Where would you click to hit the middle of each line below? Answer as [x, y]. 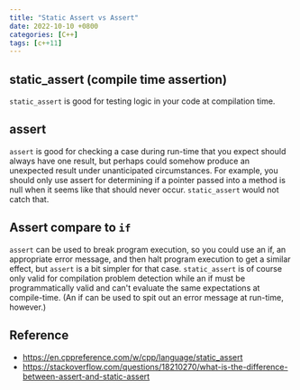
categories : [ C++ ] [44, 34]
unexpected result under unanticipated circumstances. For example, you [144, 170]
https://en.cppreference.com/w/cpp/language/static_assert [132, 357]
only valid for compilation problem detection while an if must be [127, 278]
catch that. [29, 199]
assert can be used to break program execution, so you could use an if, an [148, 249]
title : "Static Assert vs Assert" [74, 18]
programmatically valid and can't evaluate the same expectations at [135, 288]
